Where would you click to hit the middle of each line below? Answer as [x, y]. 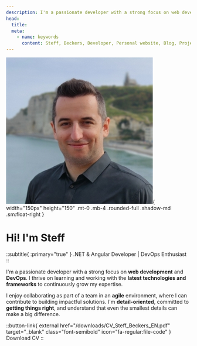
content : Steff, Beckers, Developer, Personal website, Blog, [99, 43]
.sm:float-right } [25, 214]
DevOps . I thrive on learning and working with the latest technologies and [96, 278]
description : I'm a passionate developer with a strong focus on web [93, 12]
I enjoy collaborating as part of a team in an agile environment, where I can [97, 295]
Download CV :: [25, 338]
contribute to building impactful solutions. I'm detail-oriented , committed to [98, 302]
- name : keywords [38, 37]
